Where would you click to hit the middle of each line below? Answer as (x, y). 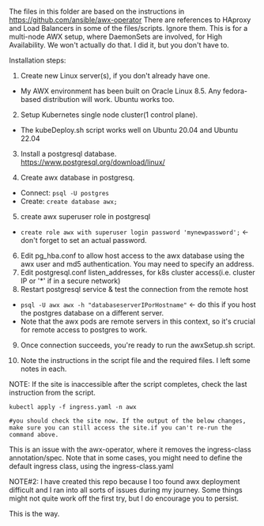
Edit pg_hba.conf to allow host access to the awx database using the (132, 255)
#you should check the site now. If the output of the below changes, (128, 421)
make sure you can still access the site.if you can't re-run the (121, 428)
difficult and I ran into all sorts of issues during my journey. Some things (126, 490)
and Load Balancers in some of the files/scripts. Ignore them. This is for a (128, 28)
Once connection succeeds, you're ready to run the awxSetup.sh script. (138, 345)
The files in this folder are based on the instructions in (97, 11)
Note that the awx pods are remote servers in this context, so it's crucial (138, 321)
